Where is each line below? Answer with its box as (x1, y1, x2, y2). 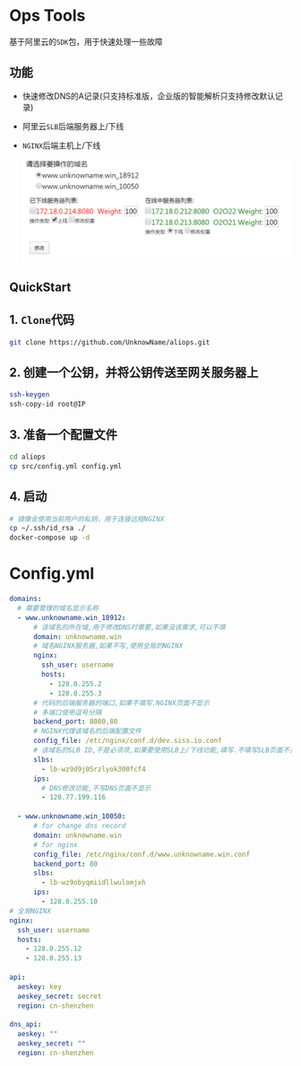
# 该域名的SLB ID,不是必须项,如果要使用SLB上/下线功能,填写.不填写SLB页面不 (32, 746, 290, 755)
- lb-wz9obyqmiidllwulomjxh (41, 878, 146, 887)
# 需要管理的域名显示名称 (17, 603, 99, 613)
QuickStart (9, 279, 72, 294)
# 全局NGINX (9, 906, 51, 915)
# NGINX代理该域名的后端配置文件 (32, 727, 142, 736)
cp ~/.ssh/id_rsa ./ (9, 524, 87, 533)
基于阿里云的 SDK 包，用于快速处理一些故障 (9, 36, 163, 47)
